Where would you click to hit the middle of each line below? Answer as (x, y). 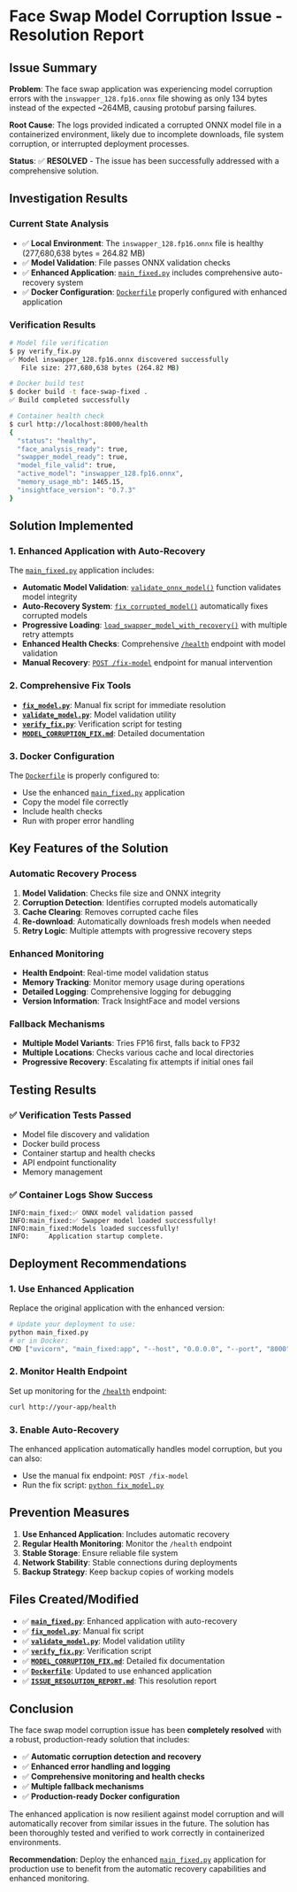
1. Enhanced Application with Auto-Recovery (107, 551)
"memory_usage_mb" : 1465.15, (71, 482)
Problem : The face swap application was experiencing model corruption (141, 89)
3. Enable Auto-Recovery (64, 1429)
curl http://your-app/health (63, 1407)
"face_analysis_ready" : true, (72, 449)
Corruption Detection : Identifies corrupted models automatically (140, 902)
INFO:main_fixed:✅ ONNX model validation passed (101, 1213)
